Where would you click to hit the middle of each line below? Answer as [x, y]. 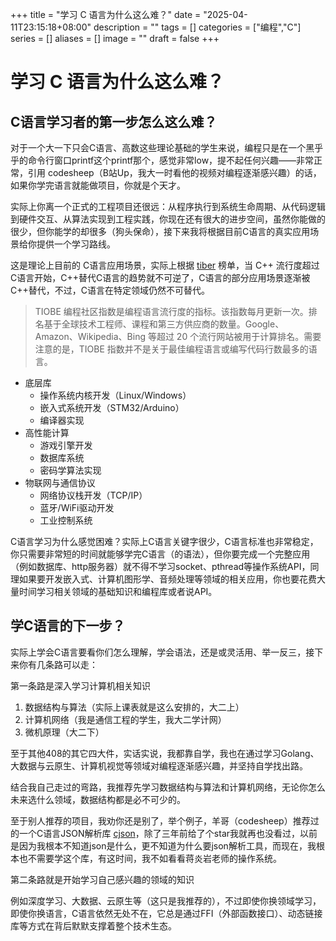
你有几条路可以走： [58, 664]
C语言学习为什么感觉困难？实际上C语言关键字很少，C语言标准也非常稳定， [164, 541]
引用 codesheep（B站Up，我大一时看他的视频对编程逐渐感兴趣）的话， [174, 172]
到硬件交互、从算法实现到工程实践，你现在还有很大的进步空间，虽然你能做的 [168, 219]
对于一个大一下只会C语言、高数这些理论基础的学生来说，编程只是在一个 [158, 147]
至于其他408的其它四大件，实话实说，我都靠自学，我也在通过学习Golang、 [165, 753]
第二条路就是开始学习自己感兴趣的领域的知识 [102, 879]
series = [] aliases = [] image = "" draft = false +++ [115, 38]
